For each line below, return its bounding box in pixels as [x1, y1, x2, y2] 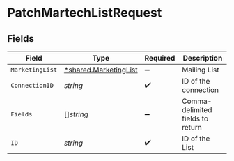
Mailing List [182, 65, 219, 75]
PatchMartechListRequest [7, 5, 162, 21]
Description [182, 54, 223, 63]
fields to [182, 114, 209, 123]
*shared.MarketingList [63, 65, 138, 75]
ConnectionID [10, 82, 54, 89]
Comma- [182, 96, 212, 106]
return [182, 123, 202, 132]
